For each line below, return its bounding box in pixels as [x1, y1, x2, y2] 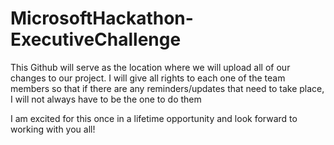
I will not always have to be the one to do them [10, 93, 202, 105]
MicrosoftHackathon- [10, 7, 194, 30]
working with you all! [10, 123, 96, 135]
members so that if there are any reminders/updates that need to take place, [10, 82, 325, 94]
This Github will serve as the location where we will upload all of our [10, 61, 291, 73]
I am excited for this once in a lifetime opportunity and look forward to [10, 112, 298, 124]
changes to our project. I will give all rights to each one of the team [10, 72, 286, 84]
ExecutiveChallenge [10, 28, 182, 51]
